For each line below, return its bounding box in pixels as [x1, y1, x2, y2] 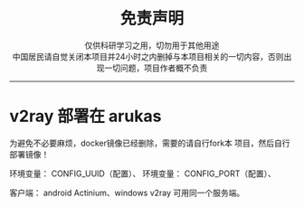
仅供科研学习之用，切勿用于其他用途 [84, 40, 220, 51]
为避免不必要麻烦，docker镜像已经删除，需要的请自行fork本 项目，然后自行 [9, 137, 291, 148]
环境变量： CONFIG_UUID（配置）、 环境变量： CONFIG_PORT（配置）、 [9, 168, 276, 179]
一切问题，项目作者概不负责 [103, 62, 208, 73]
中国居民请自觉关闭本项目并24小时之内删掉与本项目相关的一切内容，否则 [12, 51, 284, 61]
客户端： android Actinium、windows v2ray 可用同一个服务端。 [9, 187, 245, 198]
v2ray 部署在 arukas [9, 106, 162, 127]
